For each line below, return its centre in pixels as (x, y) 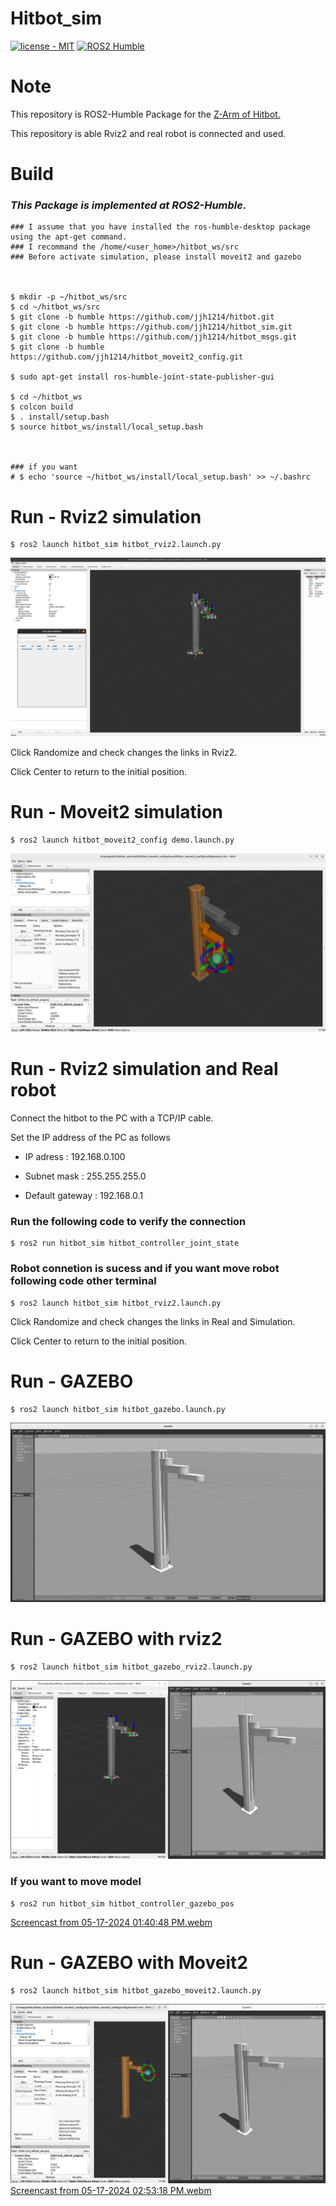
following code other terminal (83, 1281)
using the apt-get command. (69, 237)
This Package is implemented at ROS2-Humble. (128, 205)
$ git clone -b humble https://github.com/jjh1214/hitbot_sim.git (151, 327)
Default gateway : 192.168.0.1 (84, 1196)
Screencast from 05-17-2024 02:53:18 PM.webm (111, 2190)
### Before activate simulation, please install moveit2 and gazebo (156, 257)
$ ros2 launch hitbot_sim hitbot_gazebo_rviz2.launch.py (131, 1667)
